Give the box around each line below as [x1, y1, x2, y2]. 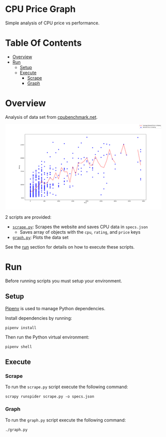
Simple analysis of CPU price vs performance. [5, 20, 100, 26]
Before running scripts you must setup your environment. [5, 277, 122, 284]
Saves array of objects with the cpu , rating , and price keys [19, 229, 141, 235]
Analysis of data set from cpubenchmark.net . [5, 114, 98, 120]
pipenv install [5, 325, 37, 330]
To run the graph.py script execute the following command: [5, 417, 126, 423]
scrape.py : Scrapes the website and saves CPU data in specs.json [12, 224, 148, 230]
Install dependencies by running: [5, 315, 72, 321]
